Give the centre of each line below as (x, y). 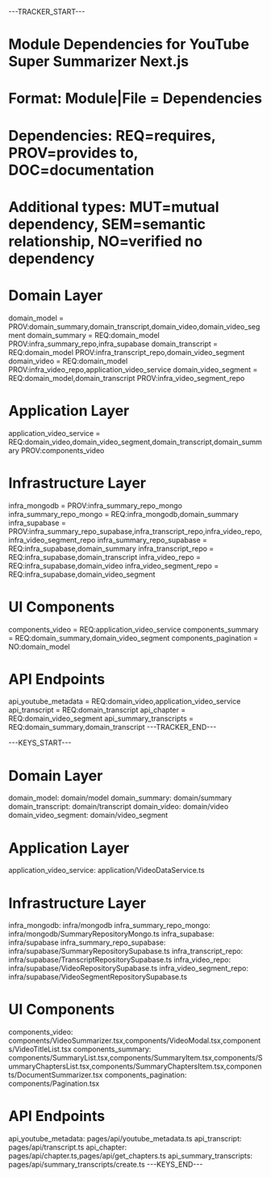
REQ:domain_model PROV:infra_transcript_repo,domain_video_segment (127, 352)
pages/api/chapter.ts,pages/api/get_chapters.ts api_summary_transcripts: (130, 1156)
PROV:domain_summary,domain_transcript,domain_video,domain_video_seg (134, 326)
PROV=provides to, (73, 152)
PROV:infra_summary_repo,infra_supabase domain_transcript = (113, 344)
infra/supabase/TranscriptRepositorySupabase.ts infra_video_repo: (120, 960)
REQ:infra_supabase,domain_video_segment (82, 574)
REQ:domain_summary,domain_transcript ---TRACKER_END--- (113, 727)
